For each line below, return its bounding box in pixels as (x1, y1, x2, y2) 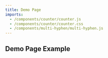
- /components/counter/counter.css (9, 21, 84, 26)
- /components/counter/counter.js (9, 16, 81, 21)
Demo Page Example (5, 44, 71, 53)
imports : (5, 12, 23, 17)
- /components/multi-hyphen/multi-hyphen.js (9, 26, 104, 31)
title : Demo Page (5, 7, 41, 12)
